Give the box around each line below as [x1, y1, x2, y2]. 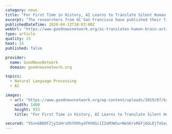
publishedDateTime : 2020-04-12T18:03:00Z [5, 22, 95, 27]
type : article [5, 31, 36, 36]
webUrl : [5, 27, 22, 32]
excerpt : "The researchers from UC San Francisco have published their [5, 17, 161, 22]
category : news [5, 7, 38, 13]
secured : [5, 121, 24, 126]
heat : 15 [5, 41, 24, 46]
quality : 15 [5, 36, 31, 42]
